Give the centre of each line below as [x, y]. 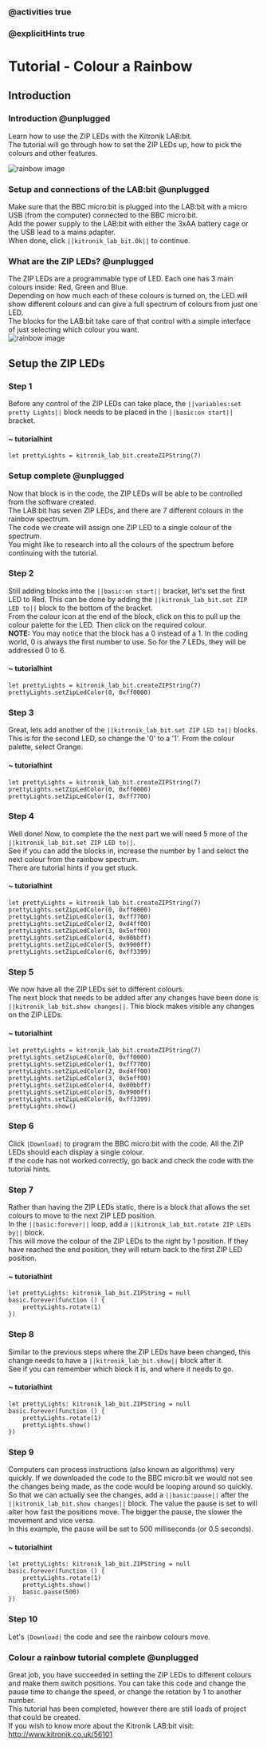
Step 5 [21, 971]
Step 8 [21, 1334]
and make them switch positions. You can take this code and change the [127, 1683]
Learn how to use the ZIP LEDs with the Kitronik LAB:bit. [100, 136]
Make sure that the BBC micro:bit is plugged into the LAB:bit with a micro [128, 207]
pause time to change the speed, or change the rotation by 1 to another [125, 1691]
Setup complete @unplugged [67, 476]
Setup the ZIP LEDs [57, 363]
